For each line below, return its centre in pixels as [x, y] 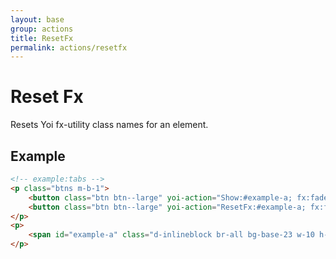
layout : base [37, 19]
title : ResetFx [42, 38]
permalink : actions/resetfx [69, 47]
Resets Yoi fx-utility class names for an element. [109, 125]
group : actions [42, 29]
